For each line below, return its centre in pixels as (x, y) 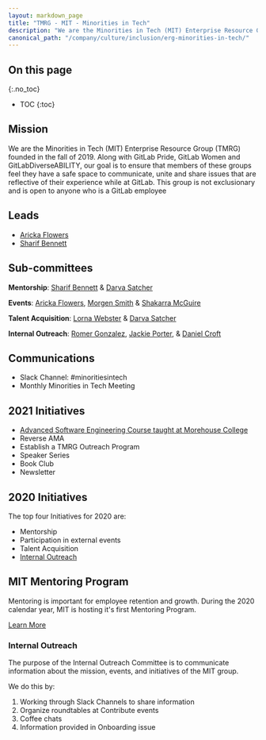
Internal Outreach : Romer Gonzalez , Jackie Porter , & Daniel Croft (115, 333)
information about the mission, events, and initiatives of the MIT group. (123, 671)
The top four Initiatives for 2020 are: (67, 516)
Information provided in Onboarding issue (87, 727)
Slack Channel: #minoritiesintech (74, 377)
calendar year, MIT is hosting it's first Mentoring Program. (102, 609)
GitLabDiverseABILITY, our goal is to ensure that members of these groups (130, 165)
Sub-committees (51, 268)
